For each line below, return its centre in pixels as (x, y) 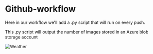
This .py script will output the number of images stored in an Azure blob (77, 32)
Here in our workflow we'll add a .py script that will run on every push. (75, 22)
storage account (21, 37)
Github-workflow (41, 9)
